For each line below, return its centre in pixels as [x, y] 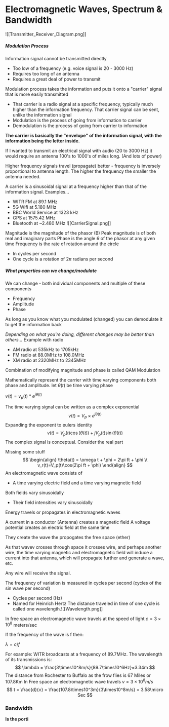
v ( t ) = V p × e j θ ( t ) [85, 416]
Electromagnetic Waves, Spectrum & [84, 9]
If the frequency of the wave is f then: [45, 635]
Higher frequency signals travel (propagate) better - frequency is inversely [83, 166]
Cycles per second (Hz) [37, 598]
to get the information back [34, 324]
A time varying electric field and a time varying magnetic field [77, 483]
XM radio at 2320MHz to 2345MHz [49, 360]
